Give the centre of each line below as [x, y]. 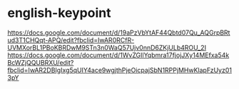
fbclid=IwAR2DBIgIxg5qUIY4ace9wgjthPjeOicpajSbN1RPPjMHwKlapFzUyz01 [119, 70]
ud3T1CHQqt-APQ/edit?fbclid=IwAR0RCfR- [71, 40]
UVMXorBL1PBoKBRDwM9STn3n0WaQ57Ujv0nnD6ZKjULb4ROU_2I [107, 47]
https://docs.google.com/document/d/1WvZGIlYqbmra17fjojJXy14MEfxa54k [118, 55]
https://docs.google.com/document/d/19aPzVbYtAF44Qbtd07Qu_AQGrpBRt [119, 32]
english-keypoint [59, 13]
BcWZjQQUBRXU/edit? [41, 62]
